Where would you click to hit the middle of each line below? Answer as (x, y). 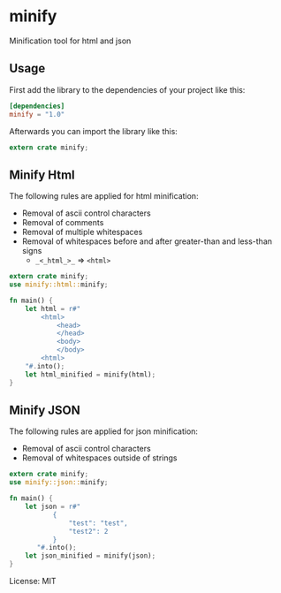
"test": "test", (98, 523)
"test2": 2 (88, 531)
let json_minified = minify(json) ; (91, 556)
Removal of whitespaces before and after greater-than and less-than (147, 241)
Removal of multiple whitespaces (82, 232)
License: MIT (33, 581)
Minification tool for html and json (70, 41)
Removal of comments (63, 223)
